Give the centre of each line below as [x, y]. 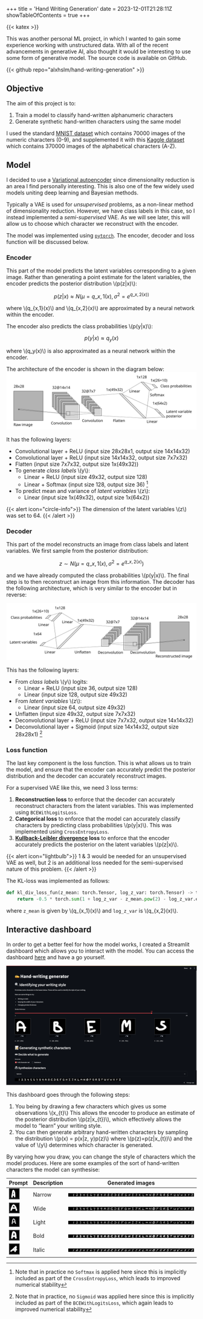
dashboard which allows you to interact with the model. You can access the [100, 951]
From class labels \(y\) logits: [51, 682]
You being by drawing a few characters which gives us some [91, 1106]
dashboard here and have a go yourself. [56, 957]
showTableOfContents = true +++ [48, 15]
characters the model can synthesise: [53, 1169]
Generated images [131, 1183]
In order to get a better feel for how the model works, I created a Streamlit [98, 944]
